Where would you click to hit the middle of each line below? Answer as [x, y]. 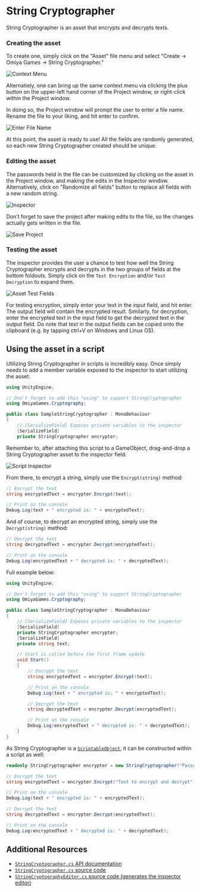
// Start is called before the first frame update [81, 655]
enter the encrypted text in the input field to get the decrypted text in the [95, 317]
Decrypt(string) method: [37, 528]
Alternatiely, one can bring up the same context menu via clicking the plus [97, 85]
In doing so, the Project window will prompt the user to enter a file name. [95, 110]
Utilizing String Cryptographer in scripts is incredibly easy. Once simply [94, 363]
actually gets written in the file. [44, 223]
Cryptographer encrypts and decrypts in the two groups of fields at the [93, 269]
